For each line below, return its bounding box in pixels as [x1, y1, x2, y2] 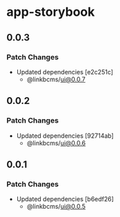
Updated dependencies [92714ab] [16, 132, 114, 140]
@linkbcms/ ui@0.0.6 [26, 138, 86, 147]
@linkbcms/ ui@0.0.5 [26, 203, 86, 211]
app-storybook [6, 4, 95, 20]
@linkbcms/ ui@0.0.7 [26, 75, 86, 83]
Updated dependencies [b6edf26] [16, 195, 114, 203]
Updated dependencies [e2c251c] [16, 68, 114, 76]
